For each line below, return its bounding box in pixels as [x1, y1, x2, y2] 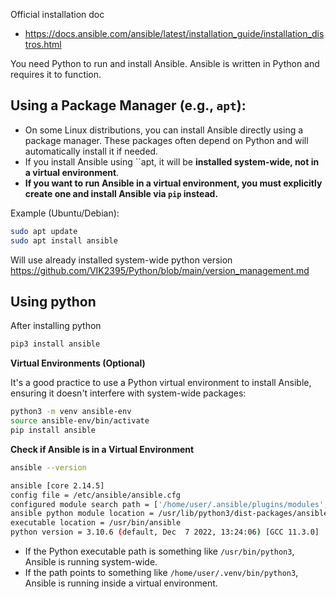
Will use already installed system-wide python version [10, 254, 233, 266]
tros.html [24, 39, 62, 50]
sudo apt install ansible [10, 235, 118, 246]
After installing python [10, 320, 102, 332]
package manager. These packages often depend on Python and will [24, 134, 309, 146]
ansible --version [10, 462, 87, 473]
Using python [10, 293, 97, 310]
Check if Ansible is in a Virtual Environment [10, 443, 195, 455]
